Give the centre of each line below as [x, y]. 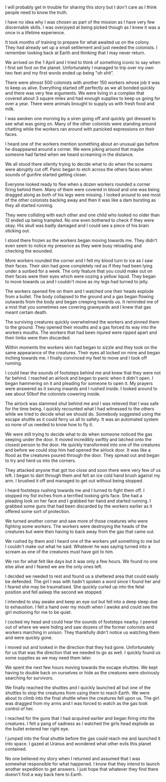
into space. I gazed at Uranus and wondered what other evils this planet [78, 744]
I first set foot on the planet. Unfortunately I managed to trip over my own [80, 67]
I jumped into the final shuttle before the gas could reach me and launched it [83, 738]
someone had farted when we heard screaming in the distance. [70, 154]
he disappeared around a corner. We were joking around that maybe [75, 149]
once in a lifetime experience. [35, 33]
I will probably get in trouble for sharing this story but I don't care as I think [81, 7]
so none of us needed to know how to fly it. [49, 424]
